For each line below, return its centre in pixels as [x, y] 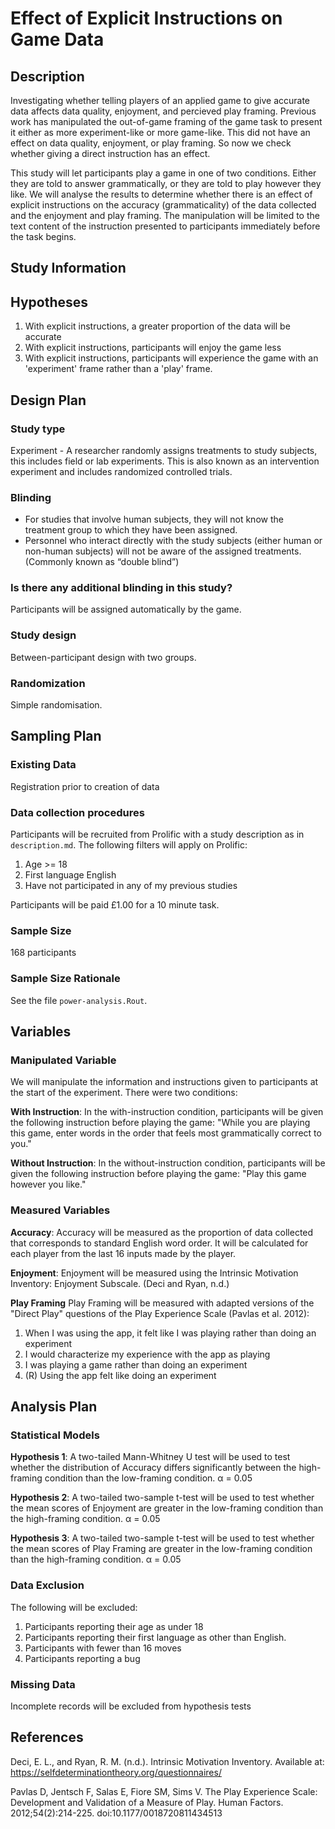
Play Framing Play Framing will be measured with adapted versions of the [162, 1303]
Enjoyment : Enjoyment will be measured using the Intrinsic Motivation [154, 1273]
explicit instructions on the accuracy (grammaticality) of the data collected [163, 205]
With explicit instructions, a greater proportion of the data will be [157, 326]
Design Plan [48, 400]
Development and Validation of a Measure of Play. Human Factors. [147, 1802]
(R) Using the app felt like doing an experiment [120, 1375]
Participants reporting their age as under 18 [114, 1626]
